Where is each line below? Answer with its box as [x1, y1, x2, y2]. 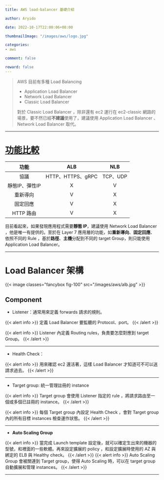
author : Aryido [5, 16, 36, 21]
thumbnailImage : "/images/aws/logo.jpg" [5, 34, 89, 39]
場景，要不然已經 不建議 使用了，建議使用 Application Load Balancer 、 [17, 115, 158, 121]
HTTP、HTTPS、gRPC [45, 173, 98, 180]
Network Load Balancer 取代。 [17, 121, 79, 127]
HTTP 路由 [12, 210, 37, 217]
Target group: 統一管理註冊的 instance [12, 382, 89, 389]
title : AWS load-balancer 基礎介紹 [5, 7, 75, 12]
